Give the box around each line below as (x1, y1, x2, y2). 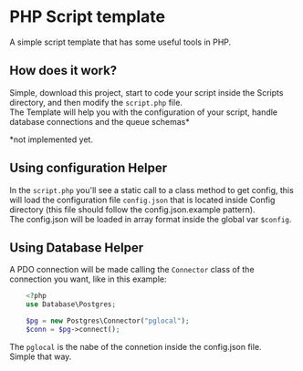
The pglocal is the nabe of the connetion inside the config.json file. (9, 341, 262, 352)
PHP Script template (9, 6, 166, 27)
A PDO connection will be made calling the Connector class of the (9, 264, 255, 275)
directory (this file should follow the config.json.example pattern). (9, 203, 256, 215)
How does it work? (9, 63, 118, 78)
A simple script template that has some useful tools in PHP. (9, 36, 232, 47)
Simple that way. (9, 351, 72, 362)
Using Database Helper (9, 240, 144, 255)
